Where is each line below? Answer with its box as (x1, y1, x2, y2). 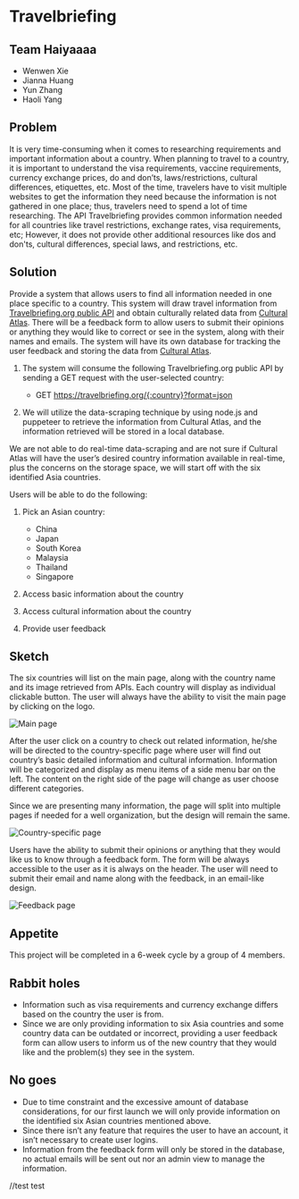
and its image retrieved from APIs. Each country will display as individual (9, 682, 277, 693)
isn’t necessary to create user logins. (21, 1134, 159, 1145)
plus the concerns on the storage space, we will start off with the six (9, 462, 262, 473)
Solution (9, 265, 57, 280)
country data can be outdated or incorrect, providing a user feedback (21, 1028, 278, 1039)
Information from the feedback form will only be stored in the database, (21, 1144, 286, 1154)
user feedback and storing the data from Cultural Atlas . (9, 345, 212, 356)
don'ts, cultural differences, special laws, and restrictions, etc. (9, 239, 238, 249)
